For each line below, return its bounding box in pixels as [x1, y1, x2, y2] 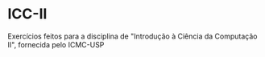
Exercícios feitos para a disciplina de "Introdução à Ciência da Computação [7, 31, 258, 41]
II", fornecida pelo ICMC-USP [7, 39, 105, 49]
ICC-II [7, 5, 48, 23]
